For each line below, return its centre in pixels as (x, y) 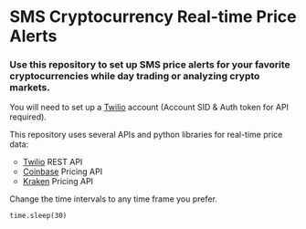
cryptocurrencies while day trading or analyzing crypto (135, 77)
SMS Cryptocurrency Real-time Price (153, 17)
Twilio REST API (53, 162)
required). (28, 117)
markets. (30, 88)
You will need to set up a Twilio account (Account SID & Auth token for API (149, 108)
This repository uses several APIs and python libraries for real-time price (146, 135)
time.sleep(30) (38, 216)
